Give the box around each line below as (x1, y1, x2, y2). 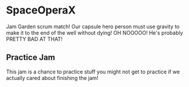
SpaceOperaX (6, 4, 76, 17)
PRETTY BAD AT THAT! (6, 35, 63, 42)
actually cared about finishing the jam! (6, 74, 99, 81)
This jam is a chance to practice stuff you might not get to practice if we (6, 68, 180, 75)
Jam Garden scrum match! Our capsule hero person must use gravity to (6, 23, 180, 30)
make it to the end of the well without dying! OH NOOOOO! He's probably (6, 29, 183, 36)
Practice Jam (6, 52, 56, 62)
